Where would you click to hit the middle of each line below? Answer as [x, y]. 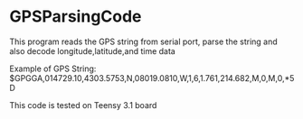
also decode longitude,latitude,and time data [93, 50]
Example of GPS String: [53, 69]
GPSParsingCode [76, 17]
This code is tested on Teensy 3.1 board [83, 105]
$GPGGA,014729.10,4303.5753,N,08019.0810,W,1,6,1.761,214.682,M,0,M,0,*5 [152, 78]
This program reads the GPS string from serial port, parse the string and [143, 41]
